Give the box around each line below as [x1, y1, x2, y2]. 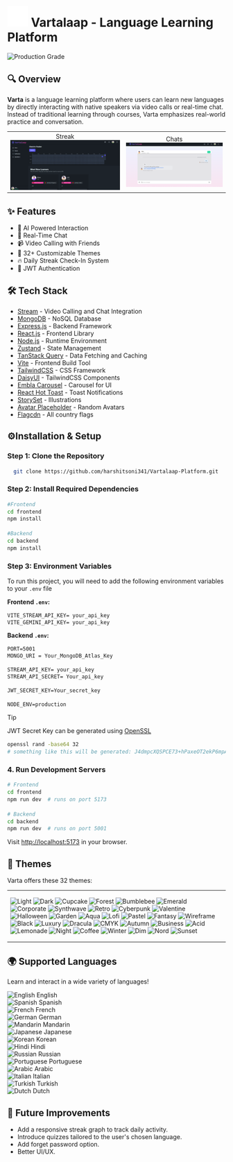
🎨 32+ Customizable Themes [17, 249, 101, 258]
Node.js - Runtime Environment [17, 336, 107, 345]
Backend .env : [7, 631, 49, 640]
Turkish [37, 1079, 58, 1088]
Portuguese [49, 1057, 83, 1066]
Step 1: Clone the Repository [7, 451, 105, 461]
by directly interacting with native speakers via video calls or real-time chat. [7, 103, 224, 111]
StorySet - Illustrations [17, 395, 82, 404]
